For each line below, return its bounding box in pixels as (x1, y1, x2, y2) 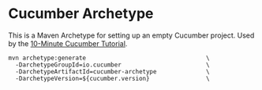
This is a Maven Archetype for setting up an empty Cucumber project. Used (8, 31, 255, 40)
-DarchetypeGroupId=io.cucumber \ (15, 60, 211, 69)
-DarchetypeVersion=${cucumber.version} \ (15, 74, 211, 82)
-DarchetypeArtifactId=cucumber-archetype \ (15, 67, 211, 75)
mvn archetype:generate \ (8, 54, 211, 62)
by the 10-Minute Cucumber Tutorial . (8, 38, 128, 48)
